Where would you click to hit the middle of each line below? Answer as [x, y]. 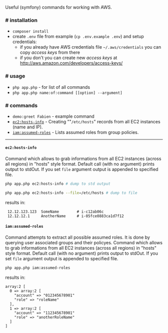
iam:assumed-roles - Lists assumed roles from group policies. [75, 132]
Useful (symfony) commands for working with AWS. [59, 7]
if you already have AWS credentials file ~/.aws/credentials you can [90, 47]
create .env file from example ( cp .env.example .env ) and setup [78, 37]
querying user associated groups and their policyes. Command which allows [84, 243]
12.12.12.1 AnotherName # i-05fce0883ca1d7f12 [65, 216]
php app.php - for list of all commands [51, 87]
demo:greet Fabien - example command [53, 116]
